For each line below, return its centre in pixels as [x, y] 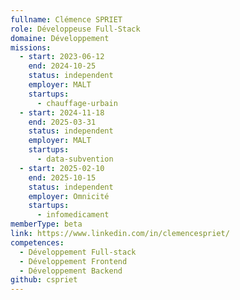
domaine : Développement [60, 38]
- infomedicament [73, 215]
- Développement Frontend [73, 261]
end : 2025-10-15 [62, 177]
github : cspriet [44, 280]
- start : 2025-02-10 [62, 168]
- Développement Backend [71, 271]
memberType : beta [46, 224]
